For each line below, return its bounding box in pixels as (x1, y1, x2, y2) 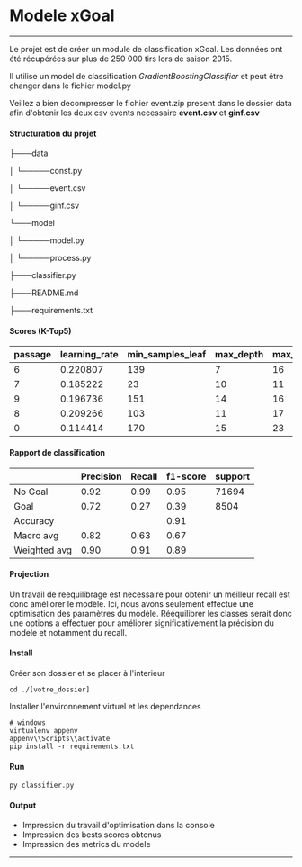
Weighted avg (13, 544, 73, 556)
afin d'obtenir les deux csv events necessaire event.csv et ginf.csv (9, 107, 261, 118)
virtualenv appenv (9, 726, 78, 735)
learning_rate (59, 348, 119, 361)
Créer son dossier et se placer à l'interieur (9, 667, 165, 678)
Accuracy (13, 514, 55, 527)
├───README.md (9, 287, 79, 298)
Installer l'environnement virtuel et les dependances (9, 700, 201, 711)
